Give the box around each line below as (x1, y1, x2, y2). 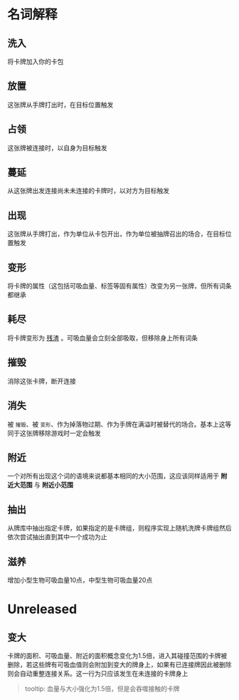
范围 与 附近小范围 (19, 481, 73, 489)
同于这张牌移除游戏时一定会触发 (7, 429, 101, 437)
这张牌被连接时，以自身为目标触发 (7, 143, 107, 152)
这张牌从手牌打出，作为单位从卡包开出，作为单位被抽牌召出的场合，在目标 (7, 229, 225, 239)
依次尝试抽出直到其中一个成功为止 (7, 533, 107, 541)
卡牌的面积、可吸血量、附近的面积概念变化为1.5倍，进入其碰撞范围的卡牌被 (7, 651, 228, 659)
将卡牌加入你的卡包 (7, 58, 64, 66)
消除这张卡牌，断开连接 (7, 377, 76, 385)
